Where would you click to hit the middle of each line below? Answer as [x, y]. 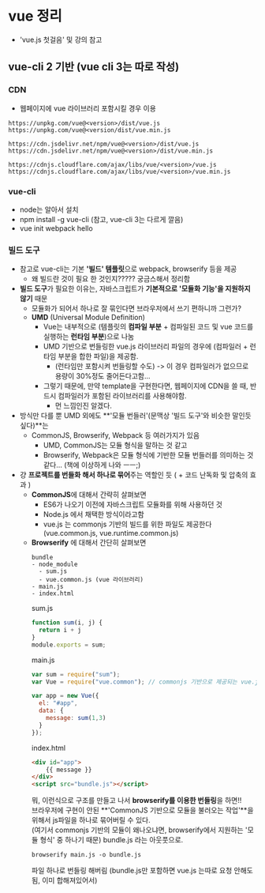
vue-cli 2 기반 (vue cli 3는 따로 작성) [94, 67]
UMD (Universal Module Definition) [88, 318]
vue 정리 [35, 16]
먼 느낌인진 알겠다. [84, 406]
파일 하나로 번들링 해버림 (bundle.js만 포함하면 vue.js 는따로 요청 [132, 871]
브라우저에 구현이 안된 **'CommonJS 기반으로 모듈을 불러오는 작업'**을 [142, 810]
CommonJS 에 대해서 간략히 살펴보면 [89, 495]
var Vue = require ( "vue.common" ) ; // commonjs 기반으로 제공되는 [134, 682]
